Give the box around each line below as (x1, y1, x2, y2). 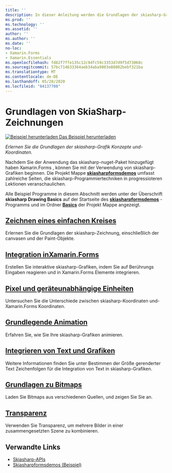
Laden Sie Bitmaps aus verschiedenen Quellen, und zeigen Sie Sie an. (5, 394, 153, 400)
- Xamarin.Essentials (5, 55, 52, 60)
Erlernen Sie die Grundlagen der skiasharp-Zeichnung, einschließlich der (5, 230, 159, 236)
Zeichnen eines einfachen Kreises (5, 216, 117, 225)
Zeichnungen (5, 116, 63, 128)
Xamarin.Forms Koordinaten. (5, 303, 66, 309)
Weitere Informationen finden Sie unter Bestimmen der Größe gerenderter (5, 360, 161, 366)
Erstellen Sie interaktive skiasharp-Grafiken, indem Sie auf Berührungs (5, 264, 154, 270)
